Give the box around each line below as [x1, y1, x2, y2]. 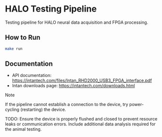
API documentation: [12, 73, 52, 78]
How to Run [5, 33, 41, 42]
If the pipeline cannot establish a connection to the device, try [5, 102, 129, 107]
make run [5, 46, 23, 51]
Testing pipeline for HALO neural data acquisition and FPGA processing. [5, 19, 148, 25]
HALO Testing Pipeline [5, 3, 97, 15]
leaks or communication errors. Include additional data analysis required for [5, 121, 156, 127]
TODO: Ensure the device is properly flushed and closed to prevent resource [5, 116, 158, 122]
